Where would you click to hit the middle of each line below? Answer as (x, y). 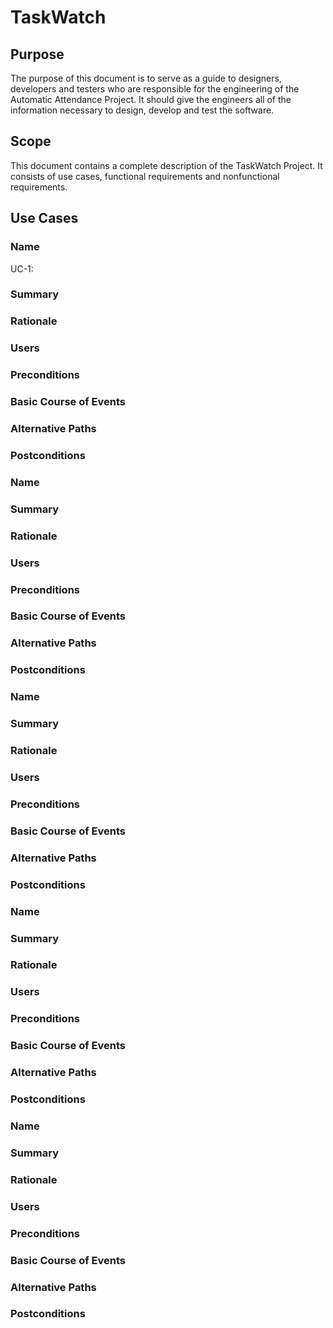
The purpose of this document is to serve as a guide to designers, (146, 78)
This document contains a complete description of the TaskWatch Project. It (166, 165)
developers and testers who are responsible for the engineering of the (155, 89)
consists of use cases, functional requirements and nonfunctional (145, 176)
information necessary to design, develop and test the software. (142, 110)
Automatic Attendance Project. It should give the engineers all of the (151, 99)
